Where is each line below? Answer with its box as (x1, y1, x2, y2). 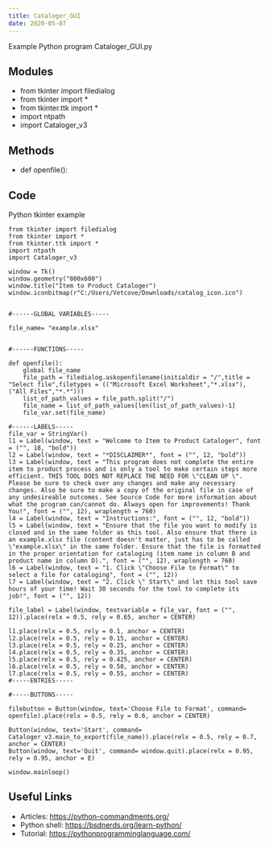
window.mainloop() (8, 768, 70, 776)
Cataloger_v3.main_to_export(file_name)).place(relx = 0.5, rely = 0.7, (8, 732, 258, 741)
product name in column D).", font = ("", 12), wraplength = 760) (8, 557, 236, 565)
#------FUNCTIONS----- (8, 345, 85, 353)
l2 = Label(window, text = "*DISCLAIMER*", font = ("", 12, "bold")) (8, 450, 247, 459)
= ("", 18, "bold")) (8, 444, 78, 452)
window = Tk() (8, 267, 56, 276)
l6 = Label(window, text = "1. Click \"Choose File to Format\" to (8, 563, 240, 572)
